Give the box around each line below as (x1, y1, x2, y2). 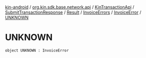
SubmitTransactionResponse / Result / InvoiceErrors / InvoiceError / (5, 9, 142, 15)
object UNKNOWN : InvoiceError (5, 48, 69, 53)
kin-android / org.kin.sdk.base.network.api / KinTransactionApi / (5, 4, 135, 10)
